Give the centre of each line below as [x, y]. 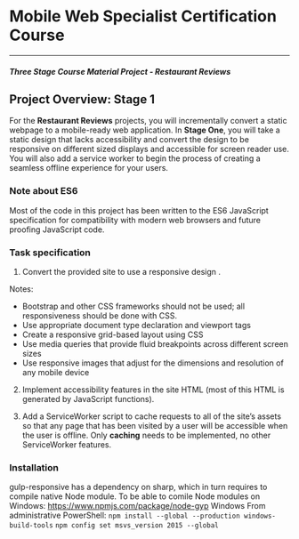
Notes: [21, 289]
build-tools [31, 526]
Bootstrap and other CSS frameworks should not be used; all [133, 306]
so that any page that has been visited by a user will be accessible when [155, 425]
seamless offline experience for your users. [89, 168]
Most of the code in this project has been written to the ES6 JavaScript [139, 210]
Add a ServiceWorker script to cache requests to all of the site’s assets [152, 416]
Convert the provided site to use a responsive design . [121, 271]
